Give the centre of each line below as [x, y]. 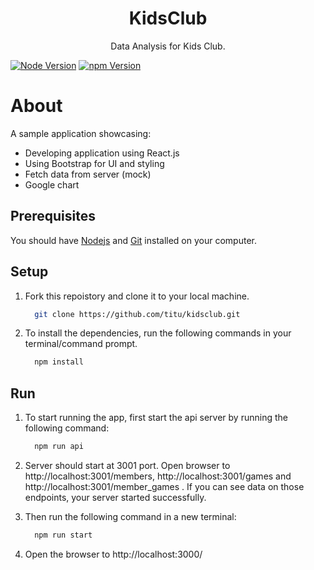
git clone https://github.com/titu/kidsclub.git [137, 314]
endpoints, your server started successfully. [115, 497]
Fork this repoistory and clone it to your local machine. [137, 296]
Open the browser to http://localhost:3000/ [113, 554]
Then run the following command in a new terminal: [130, 516]
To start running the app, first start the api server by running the [156, 418]
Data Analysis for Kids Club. [168, 46]
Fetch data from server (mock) [88, 174]
